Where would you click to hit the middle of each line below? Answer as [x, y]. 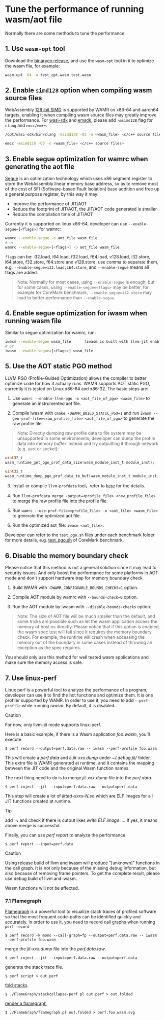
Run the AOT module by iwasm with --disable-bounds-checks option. [82, 607]
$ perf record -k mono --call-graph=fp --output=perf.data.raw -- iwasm [81, 936]
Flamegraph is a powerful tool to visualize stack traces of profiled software [81, 911]
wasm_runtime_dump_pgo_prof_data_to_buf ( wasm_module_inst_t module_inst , [82, 476]
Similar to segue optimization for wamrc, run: [51, 333]
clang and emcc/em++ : [26, 126]
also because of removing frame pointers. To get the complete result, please [82, 873]
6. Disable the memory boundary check [67, 556]
